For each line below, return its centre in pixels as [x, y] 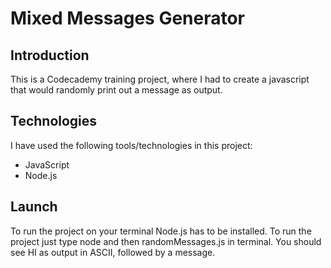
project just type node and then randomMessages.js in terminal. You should [166, 241]
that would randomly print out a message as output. [116, 90]
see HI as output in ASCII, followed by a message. [113, 252]
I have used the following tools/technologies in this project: [131, 145]
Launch [34, 207]
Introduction [50, 55]
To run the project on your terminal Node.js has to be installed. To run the [161, 231]
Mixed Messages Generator [128, 18]
